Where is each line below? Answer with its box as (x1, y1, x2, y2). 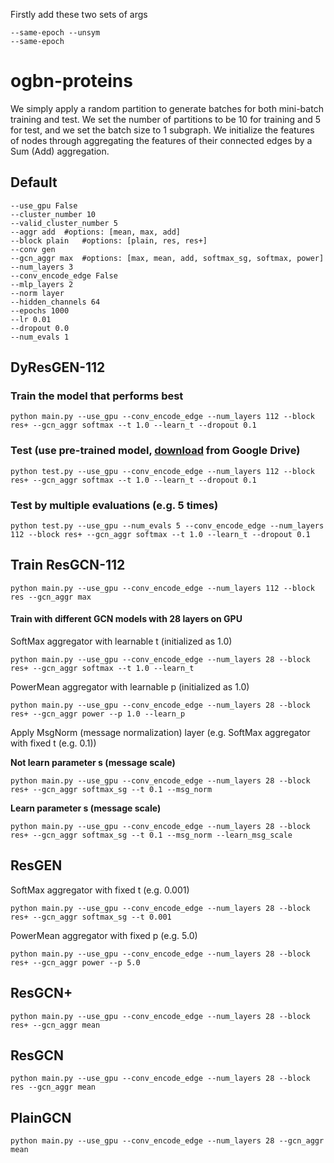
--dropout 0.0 (10, 323, 70, 333)
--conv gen (10, 244, 56, 254)
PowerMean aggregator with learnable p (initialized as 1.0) (10, 681, 250, 693)
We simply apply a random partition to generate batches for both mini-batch (10, 102, 324, 114)
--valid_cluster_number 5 (10, 218, 118, 228)
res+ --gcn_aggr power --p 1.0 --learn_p (10, 709, 186, 719)
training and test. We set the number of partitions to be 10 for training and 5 (10, 113, 322, 125)
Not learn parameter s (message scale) (10, 757, 176, 769)
